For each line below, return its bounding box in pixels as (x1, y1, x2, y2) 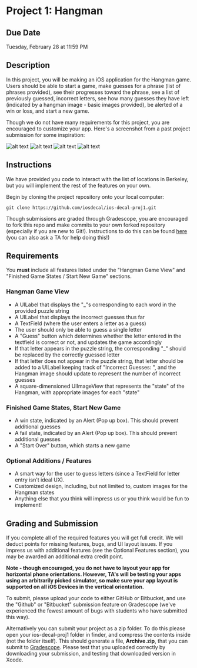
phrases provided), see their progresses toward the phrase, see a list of (6, 89, 180, 96)
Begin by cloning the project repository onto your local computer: (6, 193, 165, 200)
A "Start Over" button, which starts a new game (14, 442, 131, 449)
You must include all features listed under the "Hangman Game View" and (6, 267, 186, 274)
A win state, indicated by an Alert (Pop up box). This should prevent (14, 417, 179, 424)
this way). (6, 614, 30, 621)
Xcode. (6, 656, 24, 663)
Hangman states (14, 489, 55, 496)
